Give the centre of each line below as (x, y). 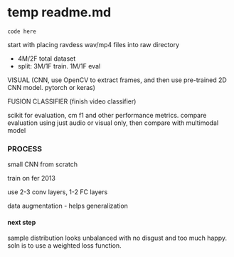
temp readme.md (59, 12)
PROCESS (25, 148)
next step (22, 222)
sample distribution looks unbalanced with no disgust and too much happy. (117, 238)
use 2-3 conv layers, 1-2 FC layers (58, 192)
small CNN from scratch (43, 164)
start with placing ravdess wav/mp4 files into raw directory (94, 44)
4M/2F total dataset (47, 59)
